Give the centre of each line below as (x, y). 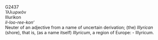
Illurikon (13, 17)
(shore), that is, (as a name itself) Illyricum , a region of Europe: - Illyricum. (79, 33)
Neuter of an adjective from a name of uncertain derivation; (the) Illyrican (79, 27)
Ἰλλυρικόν (16, 12)
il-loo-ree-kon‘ (20, 22)
